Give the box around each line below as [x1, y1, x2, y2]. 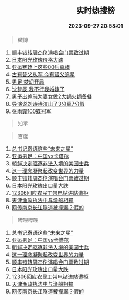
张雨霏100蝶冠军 [11, 108, 52, 115]
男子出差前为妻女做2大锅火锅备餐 [11, 93, 93, 100]
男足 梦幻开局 [11, 78, 45, 85]
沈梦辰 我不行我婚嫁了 [11, 85, 65, 92]
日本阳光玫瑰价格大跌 [11, 56, 63, 63]
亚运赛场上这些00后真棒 [11, 64, 70, 71]
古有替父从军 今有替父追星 [11, 71, 75, 78]
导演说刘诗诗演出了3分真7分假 [11, 100, 85, 107]
